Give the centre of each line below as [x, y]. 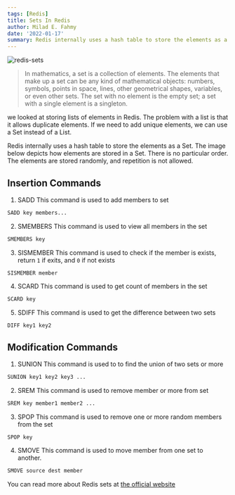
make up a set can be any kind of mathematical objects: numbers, [120, 81]
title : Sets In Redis [39, 20]
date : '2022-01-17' [36, 33]
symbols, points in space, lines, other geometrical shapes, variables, [123, 89]
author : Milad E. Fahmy [42, 27]
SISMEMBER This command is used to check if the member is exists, [117, 252]
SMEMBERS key [26, 239]
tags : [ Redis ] [28, 14]
